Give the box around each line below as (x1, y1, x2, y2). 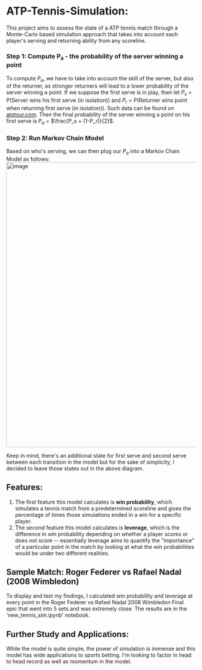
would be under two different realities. (14, 549, 110, 557)
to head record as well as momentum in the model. (6, 658, 132, 665)
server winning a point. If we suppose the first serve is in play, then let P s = (6, 89, 192, 98)
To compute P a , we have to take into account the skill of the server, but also (6, 74, 194, 83)
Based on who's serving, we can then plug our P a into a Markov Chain (6, 147, 180, 156)
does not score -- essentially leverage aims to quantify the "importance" (14, 537, 195, 544)
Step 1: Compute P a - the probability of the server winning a (6, 52, 183, 62)
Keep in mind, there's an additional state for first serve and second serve (6, 452, 187, 459)
